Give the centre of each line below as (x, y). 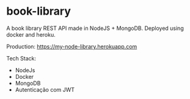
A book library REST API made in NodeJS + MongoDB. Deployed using (95, 28)
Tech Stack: (21, 58)
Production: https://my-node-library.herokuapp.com (72, 46)
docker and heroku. (31, 34)
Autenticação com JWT (45, 89)
